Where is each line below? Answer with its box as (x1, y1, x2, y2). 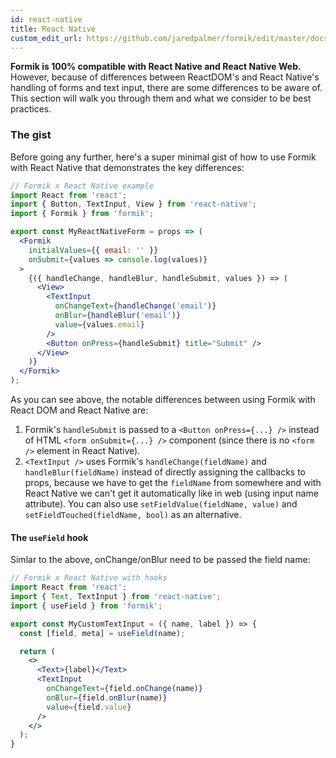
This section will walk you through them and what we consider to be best (10, 92, 312, 105)
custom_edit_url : (10, 33, 83, 43)
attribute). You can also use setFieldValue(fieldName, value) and (24, 498, 298, 510)
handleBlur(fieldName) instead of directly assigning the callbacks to (24, 466, 306, 478)
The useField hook (10, 531, 89, 543)
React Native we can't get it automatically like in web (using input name (24, 487, 319, 500)
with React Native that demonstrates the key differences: (10, 161, 245, 173)
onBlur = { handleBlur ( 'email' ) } (54, 311, 182, 321)
